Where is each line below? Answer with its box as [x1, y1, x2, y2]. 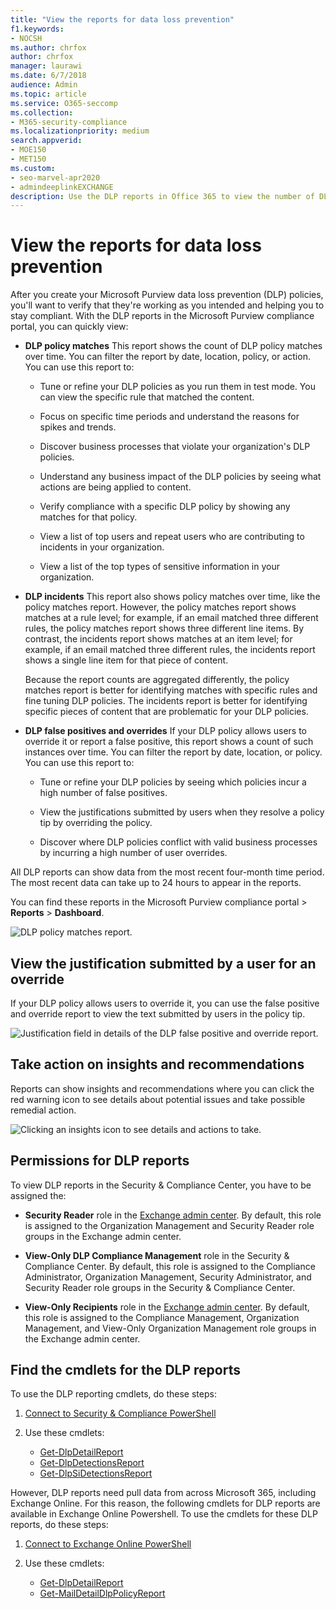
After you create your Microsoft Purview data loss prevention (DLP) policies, [10, 289, 324, 301]
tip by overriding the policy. [39, 817, 153, 829]
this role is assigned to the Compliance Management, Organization [24, 1311, 300, 1323]
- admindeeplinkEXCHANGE [10, 182, 114, 192]
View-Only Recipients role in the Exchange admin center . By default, [24, 1301, 310, 1313]
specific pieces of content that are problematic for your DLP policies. [24, 706, 309, 718]
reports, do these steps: [10, 1519, 109, 1531]
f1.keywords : [10, 24, 65, 34]
